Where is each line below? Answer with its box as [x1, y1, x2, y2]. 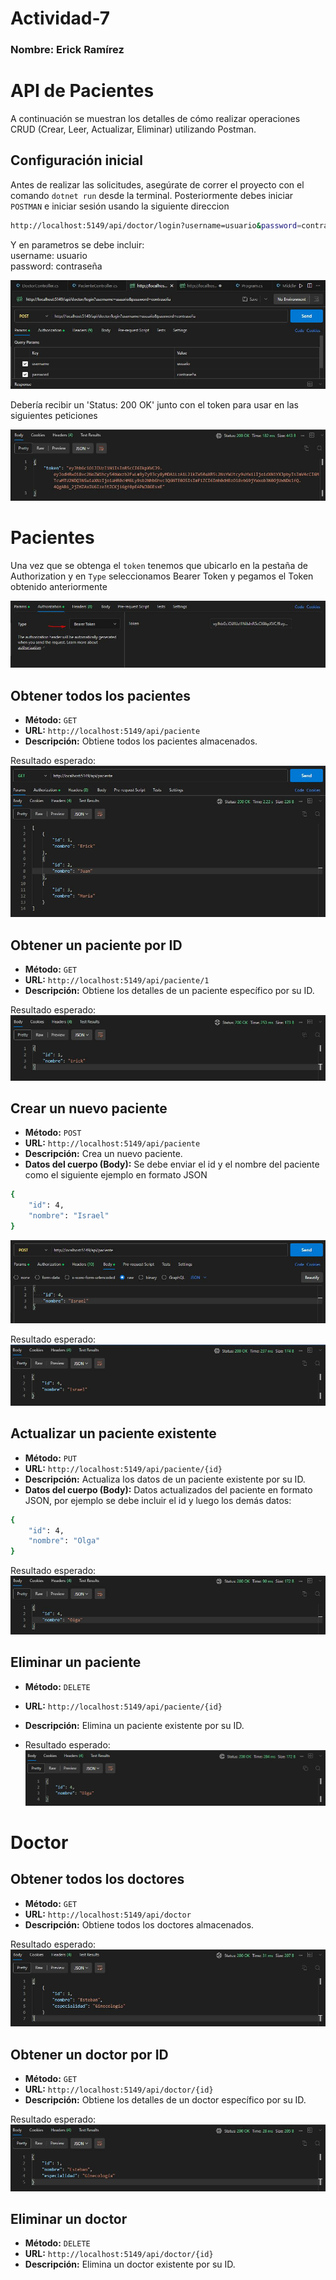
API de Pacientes [10, 80, 155, 102]
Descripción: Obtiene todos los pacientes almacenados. [24, 735, 258, 747]
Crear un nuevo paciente [10, 1100, 168, 1117]
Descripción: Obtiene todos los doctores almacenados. [24, 1918, 255, 1931]
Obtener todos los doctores [10, 1871, 185, 1888]
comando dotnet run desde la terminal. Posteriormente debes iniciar [10, 189, 294, 201]
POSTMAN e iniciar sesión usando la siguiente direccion [10, 200, 230, 212]
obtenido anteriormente [10, 580, 108, 592]
